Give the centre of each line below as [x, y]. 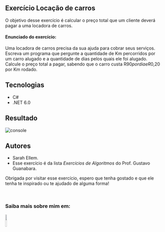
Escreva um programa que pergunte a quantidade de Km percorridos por [80, 53]
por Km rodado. [21, 69]
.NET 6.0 [21, 102]
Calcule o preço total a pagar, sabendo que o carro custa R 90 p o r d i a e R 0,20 [83, 64]
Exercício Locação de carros [50, 8]
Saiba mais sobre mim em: [38, 206]
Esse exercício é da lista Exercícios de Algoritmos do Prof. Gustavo [81, 163]
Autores [18, 146]
